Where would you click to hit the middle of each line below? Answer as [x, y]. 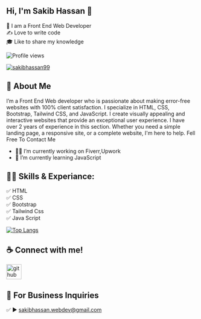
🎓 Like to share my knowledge [45, 41]
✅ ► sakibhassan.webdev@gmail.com [54, 310]
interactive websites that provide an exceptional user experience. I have [96, 120]
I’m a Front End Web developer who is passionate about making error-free [98, 101]
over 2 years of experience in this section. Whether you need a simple [94, 126]
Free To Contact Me [31, 139]
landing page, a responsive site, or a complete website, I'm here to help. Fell [101, 133]
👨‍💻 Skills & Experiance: [50, 177]
